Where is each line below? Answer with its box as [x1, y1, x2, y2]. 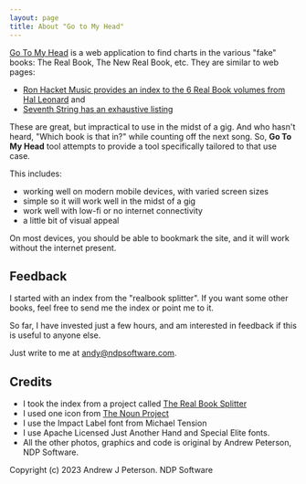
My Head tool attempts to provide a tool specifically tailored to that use [9, 141, 277, 152]
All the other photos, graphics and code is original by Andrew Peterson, [22, 437, 292, 448]
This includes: [9, 168, 62, 179]
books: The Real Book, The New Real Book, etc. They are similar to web [9, 57, 280, 68]
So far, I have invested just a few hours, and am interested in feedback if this [9, 321, 297, 331]
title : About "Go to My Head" [9, 22, 125, 31]
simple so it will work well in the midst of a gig [22, 195, 196, 206]
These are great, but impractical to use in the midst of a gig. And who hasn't [9, 121, 296, 132]
